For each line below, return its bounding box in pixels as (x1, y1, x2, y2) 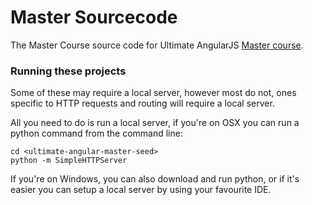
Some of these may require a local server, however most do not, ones (10, 87, 297, 99)
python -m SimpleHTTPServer (10, 156, 128, 166)
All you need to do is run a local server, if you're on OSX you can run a (10, 117, 300, 129)
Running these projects (10, 64, 127, 78)
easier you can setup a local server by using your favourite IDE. (10, 184, 272, 196)
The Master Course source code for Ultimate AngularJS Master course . (10, 39, 304, 51)
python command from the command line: (10, 127, 183, 140)
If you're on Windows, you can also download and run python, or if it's (10, 173, 300, 185)
